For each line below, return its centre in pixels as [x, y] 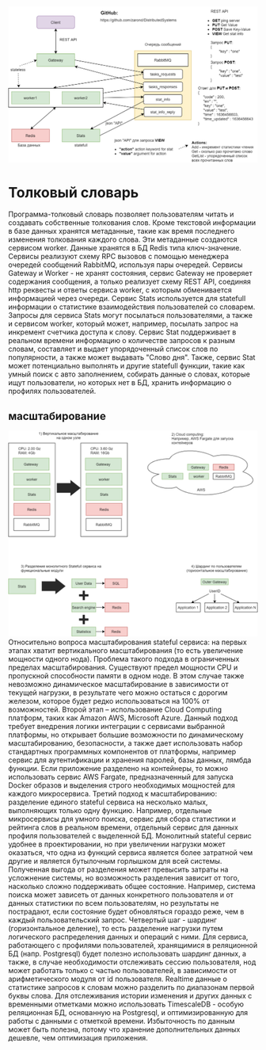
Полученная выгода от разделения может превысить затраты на [118, 869]
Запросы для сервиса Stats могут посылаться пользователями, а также [131, 315]
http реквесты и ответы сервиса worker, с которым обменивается [120, 290]
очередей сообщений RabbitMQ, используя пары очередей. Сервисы [125, 265]
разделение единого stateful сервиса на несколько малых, [108, 802]
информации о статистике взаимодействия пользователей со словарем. [132, 307]
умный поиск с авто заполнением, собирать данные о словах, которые [129, 374]
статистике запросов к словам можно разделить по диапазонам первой [131, 987]
